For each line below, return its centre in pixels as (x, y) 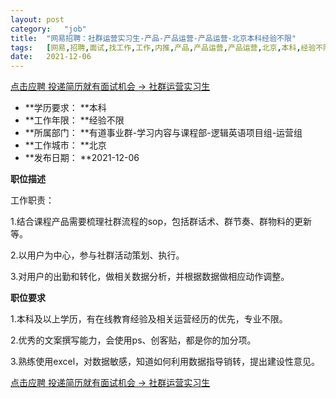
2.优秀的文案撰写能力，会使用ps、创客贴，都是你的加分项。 (133, 340)
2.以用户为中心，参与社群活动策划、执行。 (97, 255)
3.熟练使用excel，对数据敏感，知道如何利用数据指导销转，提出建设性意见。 (165, 362)
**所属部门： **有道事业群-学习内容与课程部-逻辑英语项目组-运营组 (163, 133)
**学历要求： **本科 (65, 108)
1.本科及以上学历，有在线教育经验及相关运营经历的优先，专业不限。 (149, 319)
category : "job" (48, 29)
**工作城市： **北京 (65, 145)
